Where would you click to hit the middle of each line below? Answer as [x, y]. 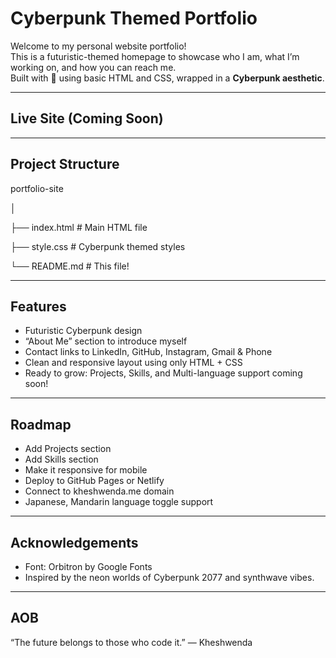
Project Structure [65, 164]
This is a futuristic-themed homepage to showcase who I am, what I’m [155, 56]
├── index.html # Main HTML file [79, 227]
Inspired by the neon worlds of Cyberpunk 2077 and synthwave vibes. [169, 577]
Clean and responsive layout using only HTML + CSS [133, 363]
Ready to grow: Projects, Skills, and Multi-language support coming [163, 373]
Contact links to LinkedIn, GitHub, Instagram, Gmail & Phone [148, 352]
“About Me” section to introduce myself [106, 341]
